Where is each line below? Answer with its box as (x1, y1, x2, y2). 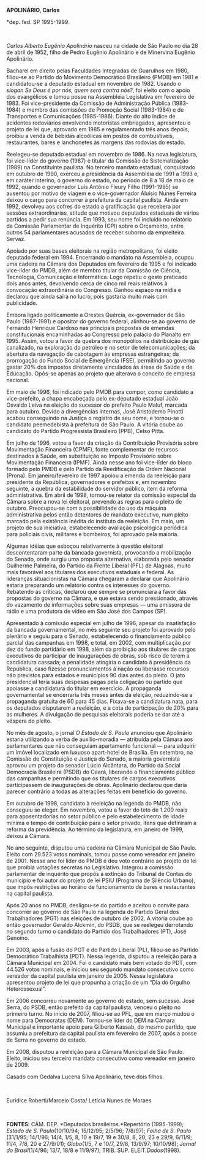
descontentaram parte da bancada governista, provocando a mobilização (6, 549, 192, 556)
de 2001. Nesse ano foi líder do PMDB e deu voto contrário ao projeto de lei (6, 857, 197, 864)
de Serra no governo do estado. (6, 1036, 87, 1043)
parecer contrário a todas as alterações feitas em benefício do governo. (6, 788, 188, 795)
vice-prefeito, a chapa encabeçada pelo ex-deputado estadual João (6, 395, 179, 402)
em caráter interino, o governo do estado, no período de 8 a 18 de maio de (6, 177, 194, 184)
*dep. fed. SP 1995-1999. (6, 18, 70, 25)
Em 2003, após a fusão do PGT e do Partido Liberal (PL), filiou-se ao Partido (6, 946, 199, 953)
